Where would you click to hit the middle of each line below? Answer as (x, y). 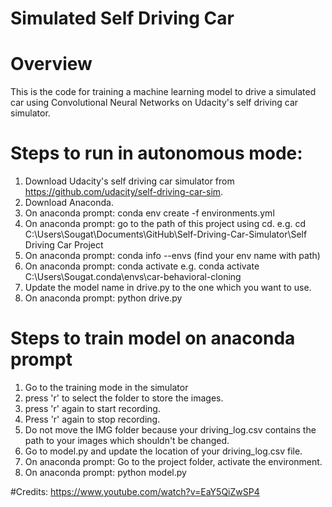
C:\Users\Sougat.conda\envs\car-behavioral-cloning (133, 277)
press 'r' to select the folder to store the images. (124, 398)
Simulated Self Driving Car (122, 18)
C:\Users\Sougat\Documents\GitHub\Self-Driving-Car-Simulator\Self (166, 234)
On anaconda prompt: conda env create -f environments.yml (149, 213)
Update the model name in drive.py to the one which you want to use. (168, 288)
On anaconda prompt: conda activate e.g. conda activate (142, 266)
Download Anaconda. (69, 203)
